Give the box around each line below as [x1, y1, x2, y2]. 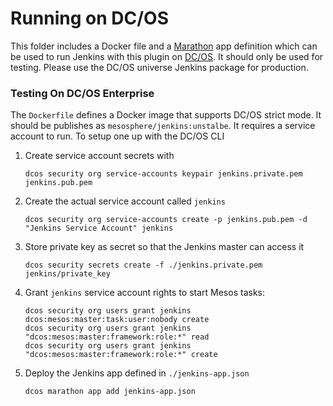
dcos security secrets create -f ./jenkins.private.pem [24, 260, 263, 271]
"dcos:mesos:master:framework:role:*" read [24, 332, 210, 342]
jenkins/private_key [24, 269, 111, 279]
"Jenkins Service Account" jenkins [24, 223, 174, 234]
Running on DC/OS [10, 7, 169, 30]
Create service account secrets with [24, 150, 175, 162]
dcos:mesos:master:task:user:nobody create [24, 315, 210, 325]
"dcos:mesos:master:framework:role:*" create [24, 350, 218, 360]
